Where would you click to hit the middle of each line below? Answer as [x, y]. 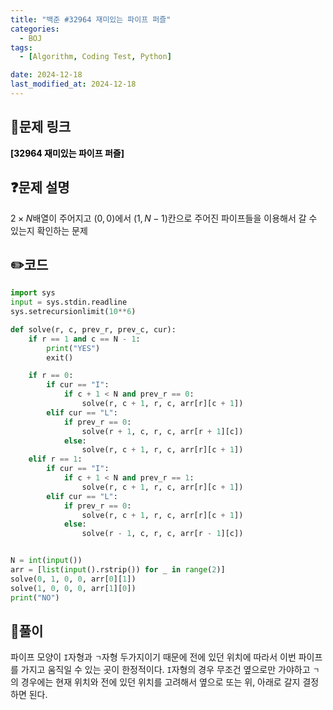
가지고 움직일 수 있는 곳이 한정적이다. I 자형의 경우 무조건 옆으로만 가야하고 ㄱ [170, 670]
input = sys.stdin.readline [69, 302]
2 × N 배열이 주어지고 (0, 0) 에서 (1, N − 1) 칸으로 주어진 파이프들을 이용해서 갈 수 [164, 218]
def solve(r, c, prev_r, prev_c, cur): [93, 329]
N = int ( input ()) [46, 561]
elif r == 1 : [55, 459]
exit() [60, 357]
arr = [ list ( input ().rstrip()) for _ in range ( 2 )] [118, 570]
